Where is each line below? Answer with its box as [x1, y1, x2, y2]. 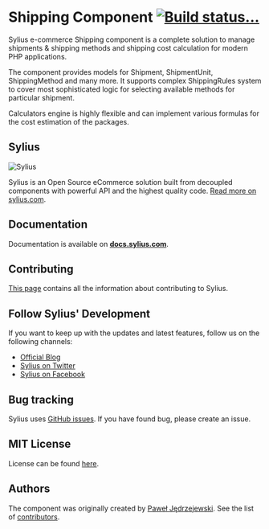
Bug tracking [8, 392, 74, 406]
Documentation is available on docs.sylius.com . [8, 239, 169, 248]
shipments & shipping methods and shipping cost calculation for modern [8, 43, 249, 52]
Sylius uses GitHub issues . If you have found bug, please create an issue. [8, 414, 251, 424]
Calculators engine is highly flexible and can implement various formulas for [8, 109, 259, 118]
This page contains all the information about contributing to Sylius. [8, 284, 229, 293]
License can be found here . [8, 458, 100, 468]
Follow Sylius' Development [8, 306, 151, 321]
